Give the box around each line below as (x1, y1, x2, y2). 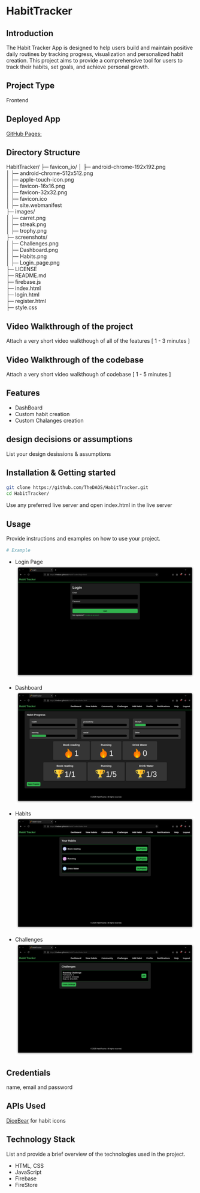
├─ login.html (6, 291, 40, 298)
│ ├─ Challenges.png (6, 240, 59, 247)
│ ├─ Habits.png (6, 253, 47, 260)
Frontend (6, 96, 29, 103)
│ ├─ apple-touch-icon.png (6, 176, 74, 183)
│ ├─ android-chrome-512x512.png (6, 170, 93, 177)
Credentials (6, 1067, 51, 1078)
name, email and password (6, 1084, 73, 1091)
